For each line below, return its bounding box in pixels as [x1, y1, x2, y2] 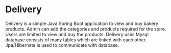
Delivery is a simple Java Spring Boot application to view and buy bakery [5, 20, 159, 26]
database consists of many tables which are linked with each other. [5, 37, 147, 43]
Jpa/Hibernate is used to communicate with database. [5, 42, 119, 48]
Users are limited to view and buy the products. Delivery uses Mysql [5, 31, 149, 37]
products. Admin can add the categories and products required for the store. [5, 25, 166, 32]
